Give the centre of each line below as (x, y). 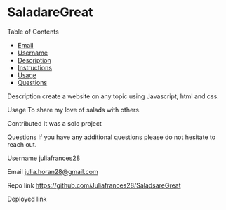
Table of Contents (33, 32)
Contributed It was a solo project (54, 123)
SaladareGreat (50, 12)
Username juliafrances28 (44, 158)
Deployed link (27, 199)
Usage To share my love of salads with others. (74, 110)
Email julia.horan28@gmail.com (53, 171)
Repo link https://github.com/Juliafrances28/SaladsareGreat (94, 185)
